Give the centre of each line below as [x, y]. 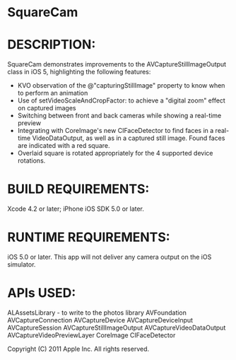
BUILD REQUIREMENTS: [78, 189]
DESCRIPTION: [52, 45]
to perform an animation [53, 93]
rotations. [31, 161]
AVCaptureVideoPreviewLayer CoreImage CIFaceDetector [92, 335]
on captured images [47, 108]
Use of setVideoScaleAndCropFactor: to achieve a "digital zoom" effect [122, 100]
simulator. [22, 265]
